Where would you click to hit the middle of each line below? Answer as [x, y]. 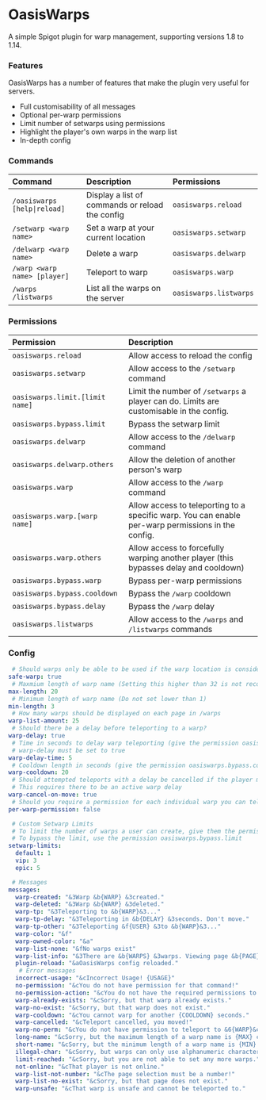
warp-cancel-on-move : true [53, 795]
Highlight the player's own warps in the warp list [98, 132]
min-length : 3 [32, 706]
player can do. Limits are [174, 401]
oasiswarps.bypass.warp [57, 580]
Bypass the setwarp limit [174, 424]
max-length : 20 [33, 692]
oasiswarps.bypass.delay [59, 606]
